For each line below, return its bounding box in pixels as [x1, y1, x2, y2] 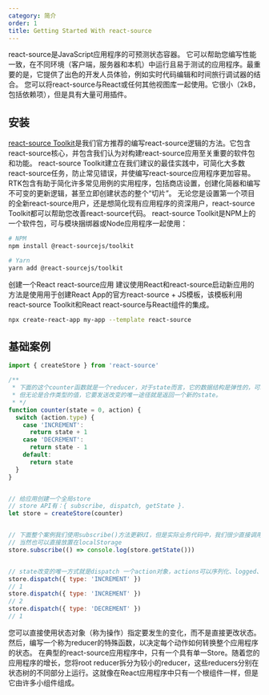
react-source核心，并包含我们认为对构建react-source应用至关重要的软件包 [8, 148, 255, 158]
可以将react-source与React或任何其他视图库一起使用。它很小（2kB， [30, 79, 260, 89]
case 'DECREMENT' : [22, 436, 84, 444]
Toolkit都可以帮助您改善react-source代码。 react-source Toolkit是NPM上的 [8, 209, 256, 218]
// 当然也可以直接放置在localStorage [8, 539, 122, 547]
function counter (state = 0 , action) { [8, 406, 142, 414]
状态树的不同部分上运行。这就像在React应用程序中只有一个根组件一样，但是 [8, 668, 259, 677]
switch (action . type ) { [15, 413, 94, 421]
